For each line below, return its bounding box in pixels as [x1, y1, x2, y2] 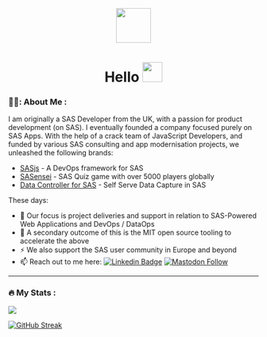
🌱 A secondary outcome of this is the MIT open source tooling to [19, 228, 232, 237]
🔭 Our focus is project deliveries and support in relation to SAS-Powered [19, 211, 257, 220]
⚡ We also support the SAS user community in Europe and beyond [19, 245, 237, 255]
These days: [8, 196, 49, 205]
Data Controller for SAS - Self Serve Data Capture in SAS [19, 180, 207, 190]
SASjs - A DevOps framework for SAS [19, 163, 144, 173]
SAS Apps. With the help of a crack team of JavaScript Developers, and [8, 131, 243, 141]
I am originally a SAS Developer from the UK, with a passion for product [8, 114, 242, 124]
